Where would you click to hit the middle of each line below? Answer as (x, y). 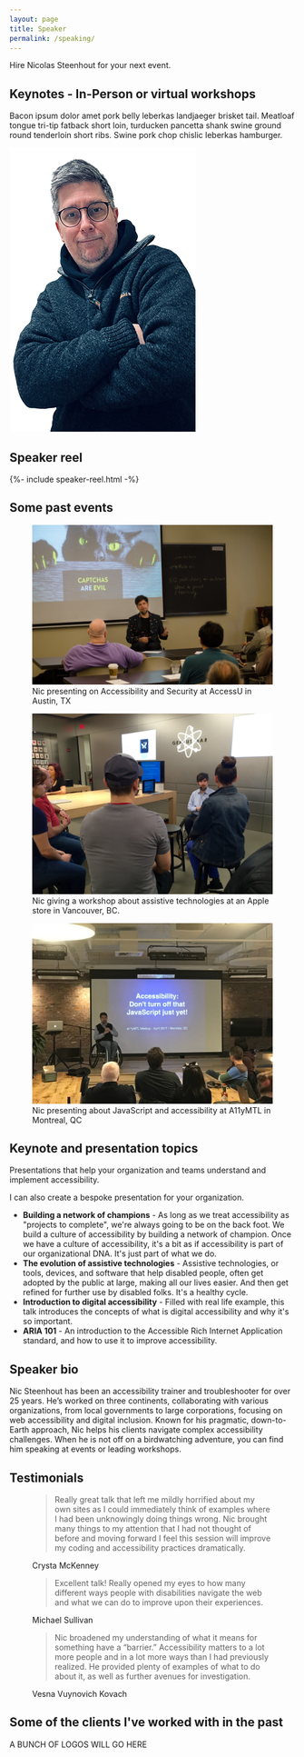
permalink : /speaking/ (52, 38)
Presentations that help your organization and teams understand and (137, 1170)
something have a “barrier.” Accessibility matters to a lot (159, 1647)
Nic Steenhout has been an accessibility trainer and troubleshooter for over (150, 1392)
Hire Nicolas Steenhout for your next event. (90, 65)
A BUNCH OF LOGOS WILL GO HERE (78, 1744)
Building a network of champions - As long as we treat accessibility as (156, 1215)
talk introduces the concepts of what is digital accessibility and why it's (156, 1312)
